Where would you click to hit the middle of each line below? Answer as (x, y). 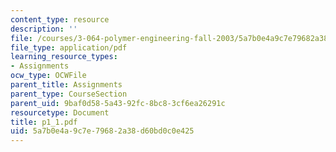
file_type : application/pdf (69, 47)
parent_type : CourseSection (69, 94)
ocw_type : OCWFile (48, 76)
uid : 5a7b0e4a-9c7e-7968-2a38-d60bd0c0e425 (102, 131)
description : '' (44, 29)
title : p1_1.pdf (44, 122)
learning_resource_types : (64, 57)
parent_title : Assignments (66, 85)
